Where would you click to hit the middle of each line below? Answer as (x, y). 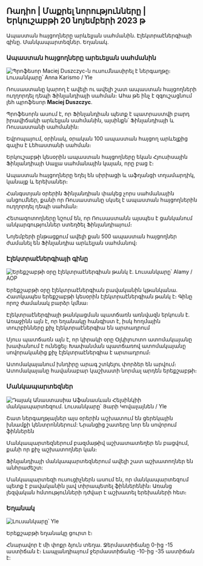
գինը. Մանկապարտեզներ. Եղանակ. (58, 42)
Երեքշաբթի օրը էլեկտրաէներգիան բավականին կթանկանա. (92, 290)
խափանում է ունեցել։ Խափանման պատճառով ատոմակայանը (96, 346)
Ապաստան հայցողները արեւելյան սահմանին (81, 57)
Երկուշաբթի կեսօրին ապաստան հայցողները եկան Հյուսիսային (97, 157)
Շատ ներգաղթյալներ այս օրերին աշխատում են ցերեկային (90, 418)
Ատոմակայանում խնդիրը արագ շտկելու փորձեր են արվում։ (92, 364)
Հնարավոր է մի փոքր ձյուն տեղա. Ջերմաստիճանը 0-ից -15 (90, 545)
